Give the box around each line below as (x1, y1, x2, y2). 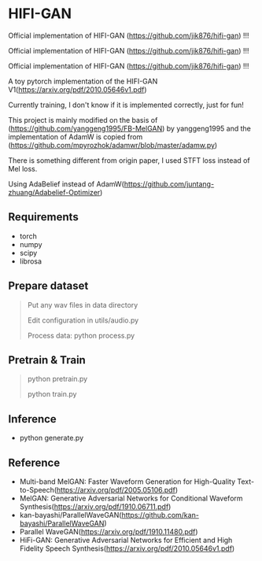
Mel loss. (8, 164, 38, 173)
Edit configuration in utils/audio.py (27, 316, 139, 325)
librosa (19, 257, 42, 266)
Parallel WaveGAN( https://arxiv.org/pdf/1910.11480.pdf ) (19, 527, 198, 536)
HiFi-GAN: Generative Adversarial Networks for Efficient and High (19, 536, 233, 544)
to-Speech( (19, 485, 57, 494)
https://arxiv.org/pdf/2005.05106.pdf (56, 485, 175, 494)
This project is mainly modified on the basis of (8, 115, 158, 124)
